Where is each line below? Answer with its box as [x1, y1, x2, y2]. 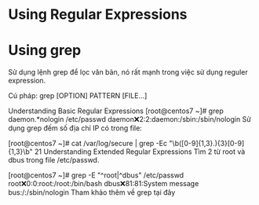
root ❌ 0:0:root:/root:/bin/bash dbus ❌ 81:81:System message [8, 179, 199, 189]
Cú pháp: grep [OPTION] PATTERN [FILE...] [8, 91, 148, 101]
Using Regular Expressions [8, 5, 188, 24]
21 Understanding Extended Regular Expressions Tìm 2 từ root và [34, 147, 246, 156]
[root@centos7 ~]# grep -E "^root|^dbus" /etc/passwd [8, 170, 184, 180]
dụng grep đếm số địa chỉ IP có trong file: [8, 123, 143, 133]
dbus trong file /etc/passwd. [8, 156, 100, 165]
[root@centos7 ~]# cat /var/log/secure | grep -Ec [8, 139, 167, 148]
